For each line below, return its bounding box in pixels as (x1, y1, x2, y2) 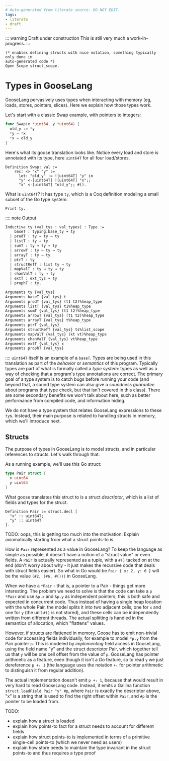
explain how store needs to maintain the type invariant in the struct (12, 744, 151, 750)
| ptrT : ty (10, 257, 35, 262)
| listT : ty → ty (10, 238, 49, 244)
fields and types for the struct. (5, 499, 68, 505)
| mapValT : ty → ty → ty (10, 267, 64, 272)
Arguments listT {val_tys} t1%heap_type (5, 304, 92, 309)
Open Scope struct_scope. (5, 63, 59, 68)
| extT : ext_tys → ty (10, 276, 57, 281)
